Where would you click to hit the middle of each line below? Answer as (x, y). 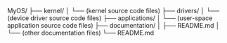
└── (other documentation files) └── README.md (81, 33)
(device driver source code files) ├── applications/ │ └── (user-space (110, 18)
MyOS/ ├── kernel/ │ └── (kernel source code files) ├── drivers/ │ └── (113, 11)
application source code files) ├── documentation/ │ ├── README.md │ (113, 25)
